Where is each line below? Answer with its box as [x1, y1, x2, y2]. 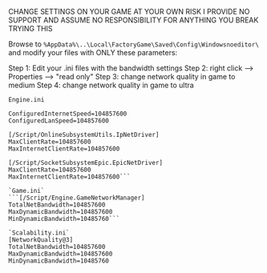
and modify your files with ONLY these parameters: [8, 48, 178, 57]
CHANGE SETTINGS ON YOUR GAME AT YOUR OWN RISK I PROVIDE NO [8, 7, 250, 16]
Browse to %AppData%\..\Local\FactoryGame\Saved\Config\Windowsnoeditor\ [8, 39, 259, 49]
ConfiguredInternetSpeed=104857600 [8, 110, 127, 118]
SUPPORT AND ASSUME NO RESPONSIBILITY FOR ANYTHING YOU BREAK [8, 15, 259, 25]
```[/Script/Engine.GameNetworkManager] [8, 194, 146, 202]
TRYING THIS [8, 24, 54, 33]
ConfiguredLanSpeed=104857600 [8, 117, 110, 125]
